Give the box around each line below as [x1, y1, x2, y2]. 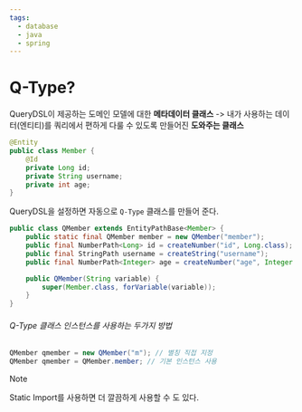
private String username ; [25, 171, 124, 181]
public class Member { [9, 147, 95, 156]
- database [17, 22, 59, 31]
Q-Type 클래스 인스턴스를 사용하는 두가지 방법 [9, 320, 173, 331]
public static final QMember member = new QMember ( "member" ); [25, 233, 265, 242]
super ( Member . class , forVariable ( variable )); [42, 283, 217, 292]
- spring [17, 38, 51, 48]
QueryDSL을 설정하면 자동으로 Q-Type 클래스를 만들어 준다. [9, 206, 220, 217]
